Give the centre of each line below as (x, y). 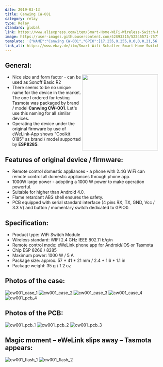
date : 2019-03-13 (23, 9)
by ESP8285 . (25, 145)
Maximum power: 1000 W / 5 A (43, 256)
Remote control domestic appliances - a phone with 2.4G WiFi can (78, 171)
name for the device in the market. (46, 92)
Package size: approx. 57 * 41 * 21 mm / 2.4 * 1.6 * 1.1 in (69, 260)
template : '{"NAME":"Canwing (34, 41)
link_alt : (15, 46)
